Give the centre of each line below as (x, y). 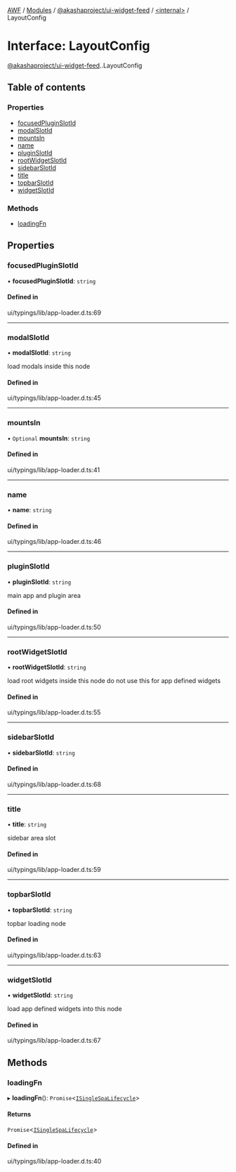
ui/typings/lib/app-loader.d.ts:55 (54, 712)
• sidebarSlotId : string (41, 753)
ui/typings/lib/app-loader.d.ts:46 (54, 542)
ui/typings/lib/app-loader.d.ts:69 (54, 313)
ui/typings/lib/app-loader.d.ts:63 (54, 955)
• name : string (29, 510)
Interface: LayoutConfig (79, 46)
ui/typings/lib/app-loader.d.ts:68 (54, 784)
